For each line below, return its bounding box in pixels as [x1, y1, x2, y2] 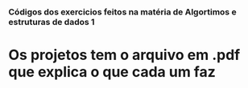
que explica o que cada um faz [8, 63, 216, 82]
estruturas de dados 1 [8, 16, 95, 27]
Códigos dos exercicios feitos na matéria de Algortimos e [8, 6, 237, 18]
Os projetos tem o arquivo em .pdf [8, 46, 241, 64]
